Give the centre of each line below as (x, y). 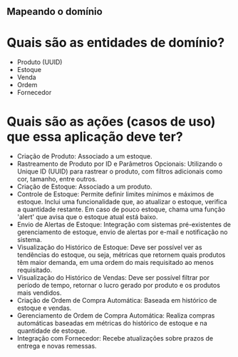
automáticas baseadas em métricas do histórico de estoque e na (112, 323)
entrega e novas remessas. (57, 346)
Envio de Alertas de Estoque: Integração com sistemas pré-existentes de (124, 225)
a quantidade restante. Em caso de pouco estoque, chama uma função (121, 209)
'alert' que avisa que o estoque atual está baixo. (87, 217)
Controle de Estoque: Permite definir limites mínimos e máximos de (115, 194)
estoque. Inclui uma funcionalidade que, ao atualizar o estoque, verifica (122, 202)
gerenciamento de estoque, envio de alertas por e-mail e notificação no (122, 232)
